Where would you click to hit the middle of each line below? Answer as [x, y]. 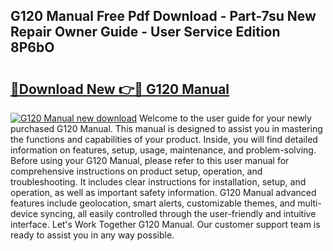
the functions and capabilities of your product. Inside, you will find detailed [164, 139]
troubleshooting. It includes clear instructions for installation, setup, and [158, 182]
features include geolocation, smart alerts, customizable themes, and [153, 203]
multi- [309, 203]
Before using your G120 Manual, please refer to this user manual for [150, 160]
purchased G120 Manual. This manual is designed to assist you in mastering [166, 128]
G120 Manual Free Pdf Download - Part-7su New [163, 16]
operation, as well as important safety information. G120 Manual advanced [163, 192]
